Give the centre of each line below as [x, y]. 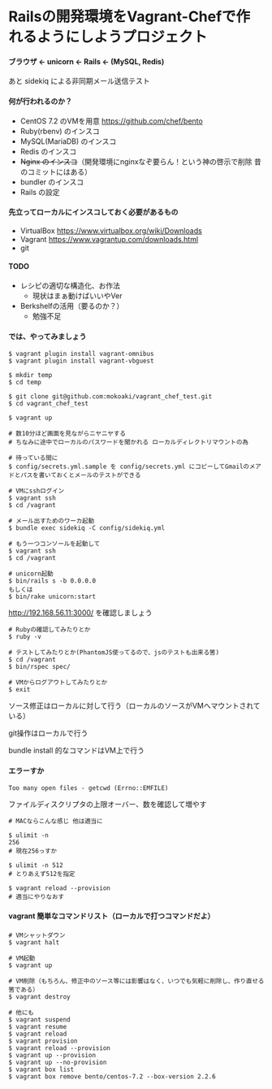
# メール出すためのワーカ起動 [52, 521]
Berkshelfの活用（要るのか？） [72, 306]
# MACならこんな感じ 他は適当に [56, 822]
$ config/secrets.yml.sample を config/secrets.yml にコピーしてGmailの [129, 467]
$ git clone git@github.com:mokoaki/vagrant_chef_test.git [110, 397]
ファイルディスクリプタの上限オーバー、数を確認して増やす [108, 805]
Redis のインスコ [48, 151]
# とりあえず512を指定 [42, 874]
